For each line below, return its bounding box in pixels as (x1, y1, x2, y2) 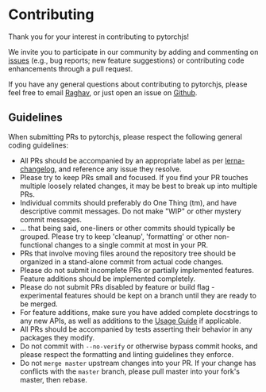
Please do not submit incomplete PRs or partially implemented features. (19, 265, 254, 275)
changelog (19, 164, 56, 174)
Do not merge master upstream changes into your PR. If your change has (19, 358, 256, 367)
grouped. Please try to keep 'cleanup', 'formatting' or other (19, 232, 213, 241)
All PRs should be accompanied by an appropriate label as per (19, 156, 224, 165)
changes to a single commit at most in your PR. (54, 240, 209, 249)
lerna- (225, 156, 245, 165)
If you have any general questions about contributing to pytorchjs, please (8, 79, 248, 89)
